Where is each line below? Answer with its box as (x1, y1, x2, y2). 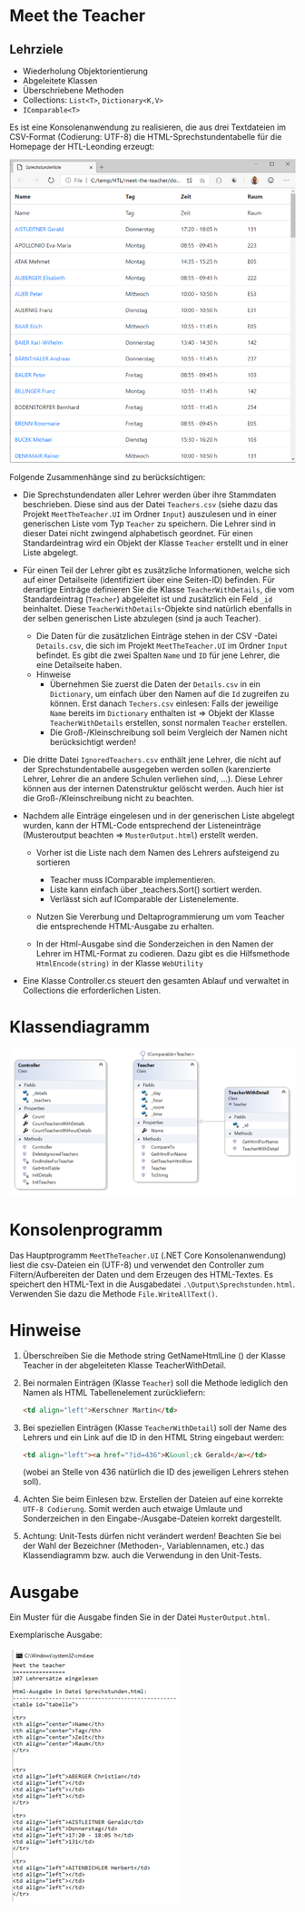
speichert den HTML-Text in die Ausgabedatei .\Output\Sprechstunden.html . (9, 1279, 296, 1289)
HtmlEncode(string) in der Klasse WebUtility (35, 957, 204, 968)
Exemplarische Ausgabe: (9, 1630, 103, 1641)
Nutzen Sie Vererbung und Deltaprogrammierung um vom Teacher (35, 911, 285, 922)
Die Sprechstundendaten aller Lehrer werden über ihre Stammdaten (22, 489, 277, 500)
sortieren (35, 857, 71, 868)
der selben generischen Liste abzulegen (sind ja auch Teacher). (22, 613, 261, 623)
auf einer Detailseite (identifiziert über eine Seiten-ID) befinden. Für (22, 574, 275, 585)
